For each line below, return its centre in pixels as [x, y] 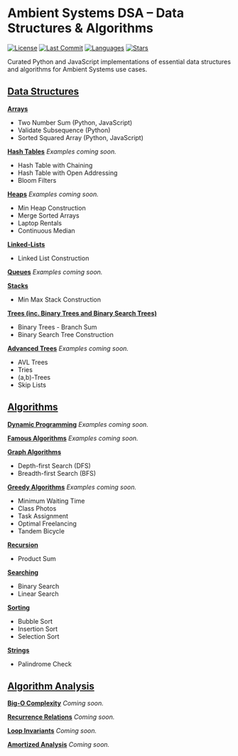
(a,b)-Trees [34, 377]
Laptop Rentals [40, 223]
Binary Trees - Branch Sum [57, 327]
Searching [23, 572]
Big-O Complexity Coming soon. [56, 703]
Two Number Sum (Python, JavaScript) [75, 122]
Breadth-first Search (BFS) [56, 473]
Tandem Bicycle [41, 531]
